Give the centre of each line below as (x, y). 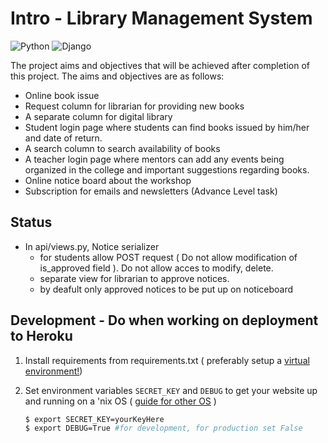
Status (31, 222)
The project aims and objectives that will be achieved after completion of (160, 65)
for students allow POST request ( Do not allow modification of (168, 257)
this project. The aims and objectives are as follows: (117, 76)
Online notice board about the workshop (108, 180)
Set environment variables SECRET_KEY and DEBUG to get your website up (171, 390)
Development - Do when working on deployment (164, 320)
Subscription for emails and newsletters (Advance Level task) (151, 191)
